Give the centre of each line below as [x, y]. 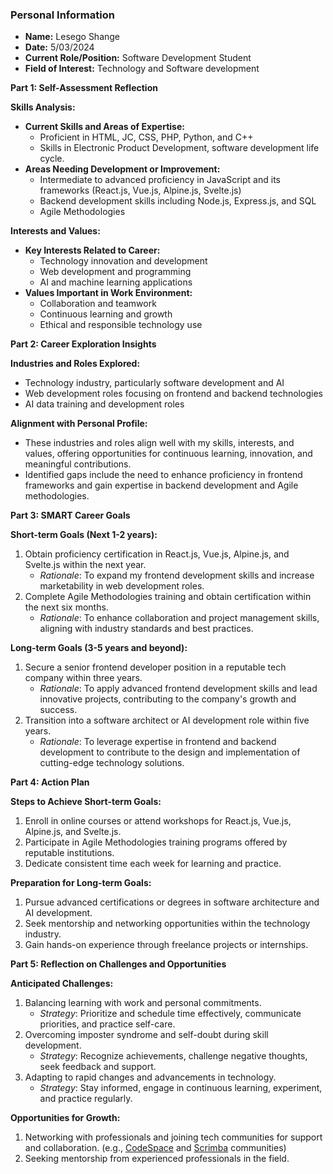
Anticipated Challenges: [62, 984]
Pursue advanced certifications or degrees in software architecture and [172, 902]
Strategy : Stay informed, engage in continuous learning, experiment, [181, 1088]
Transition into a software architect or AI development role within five [167, 720]
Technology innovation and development [123, 261]
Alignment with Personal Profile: [79, 424]
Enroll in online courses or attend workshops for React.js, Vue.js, [158, 821]
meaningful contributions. [78, 464]
